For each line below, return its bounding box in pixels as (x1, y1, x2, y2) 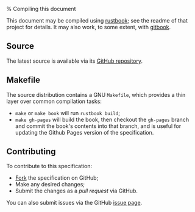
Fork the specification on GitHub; (15, 174, 99, 182)
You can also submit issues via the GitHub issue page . (6, 199, 143, 207)
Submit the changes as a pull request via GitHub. (15, 187, 138, 194)
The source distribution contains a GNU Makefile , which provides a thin (6, 91, 186, 98)
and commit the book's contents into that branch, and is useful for (15, 122, 182, 130)
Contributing (6, 146, 56, 157)
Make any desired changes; (15, 181, 85, 188)
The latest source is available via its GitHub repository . (6, 57, 143, 65)
